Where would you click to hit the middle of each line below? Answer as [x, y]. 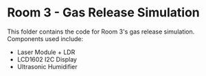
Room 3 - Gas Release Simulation [104, 13]
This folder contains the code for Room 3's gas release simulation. [101, 31]
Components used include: [45, 38]
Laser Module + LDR [46, 52]
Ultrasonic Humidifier [47, 66]
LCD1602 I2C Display [47, 59]
